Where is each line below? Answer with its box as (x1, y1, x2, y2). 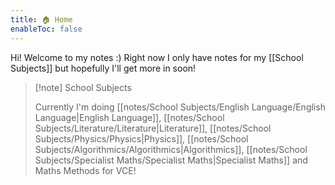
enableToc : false (10, 24, 83, 34)
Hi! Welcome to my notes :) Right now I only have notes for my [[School (10, 51, 304, 63)
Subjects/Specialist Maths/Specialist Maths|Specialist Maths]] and (34, 154, 308, 166)
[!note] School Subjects (34, 81, 132, 93)
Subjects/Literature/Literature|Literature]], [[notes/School (34, 122, 272, 134)
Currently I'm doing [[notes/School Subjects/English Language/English (34, 101, 326, 113)
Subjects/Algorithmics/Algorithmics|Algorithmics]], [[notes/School (34, 143, 308, 155)
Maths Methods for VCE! (34, 164, 137, 176)
